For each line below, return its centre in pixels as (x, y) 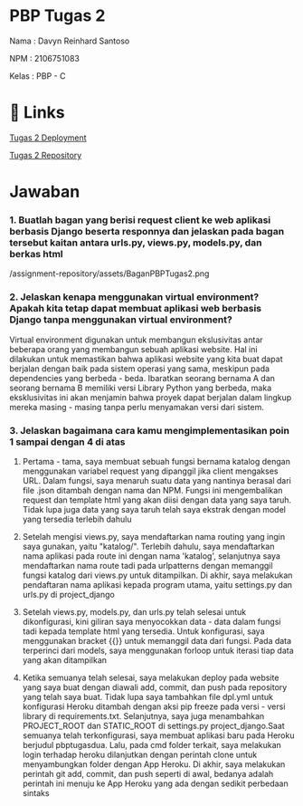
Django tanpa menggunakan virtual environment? (121, 320)
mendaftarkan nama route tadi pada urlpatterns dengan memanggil (147, 565)
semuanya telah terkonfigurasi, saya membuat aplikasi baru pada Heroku (158, 735)
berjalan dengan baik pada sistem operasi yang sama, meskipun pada (139, 369)
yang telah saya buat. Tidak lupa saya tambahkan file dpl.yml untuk (148, 696)
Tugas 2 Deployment (48, 138)
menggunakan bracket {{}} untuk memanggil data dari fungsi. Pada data (157, 640)
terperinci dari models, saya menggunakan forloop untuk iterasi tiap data (158, 650)
